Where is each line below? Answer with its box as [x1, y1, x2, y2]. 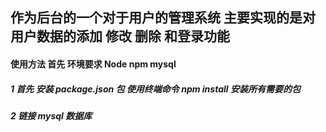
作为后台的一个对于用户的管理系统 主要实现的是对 [10, 9, 316, 27]
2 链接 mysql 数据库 [10, 109, 93, 122]
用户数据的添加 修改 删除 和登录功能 [10, 28, 230, 45]
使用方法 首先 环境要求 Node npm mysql [10, 58, 177, 70]
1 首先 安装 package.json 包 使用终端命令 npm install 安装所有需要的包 [10, 83, 301, 95]
